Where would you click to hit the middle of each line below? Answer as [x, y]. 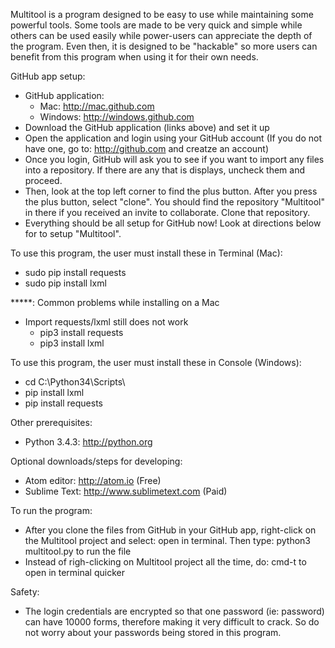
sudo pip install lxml [65, 283]
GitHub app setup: [48, 76]
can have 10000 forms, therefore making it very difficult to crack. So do [172, 622]
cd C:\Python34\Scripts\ [75, 382]
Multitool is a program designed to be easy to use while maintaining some [162, 14]
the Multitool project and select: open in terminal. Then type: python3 [168, 540]
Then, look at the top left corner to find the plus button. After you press [171, 191]
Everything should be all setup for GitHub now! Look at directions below [173, 223]
